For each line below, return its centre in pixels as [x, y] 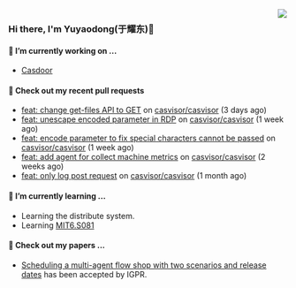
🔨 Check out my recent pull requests [76, 90]
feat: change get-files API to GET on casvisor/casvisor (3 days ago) [144, 110]
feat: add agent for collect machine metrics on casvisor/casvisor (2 [143, 157]
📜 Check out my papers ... [57, 246]
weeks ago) [42, 166]
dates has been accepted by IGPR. [84, 274]
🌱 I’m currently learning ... [57, 196]
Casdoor [37, 71]
